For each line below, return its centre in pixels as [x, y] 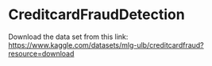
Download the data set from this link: [68, 37]
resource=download [41, 53]
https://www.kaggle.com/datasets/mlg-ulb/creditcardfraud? [106, 45]
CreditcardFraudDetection [96, 15]
